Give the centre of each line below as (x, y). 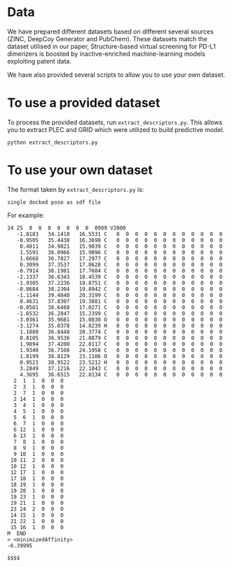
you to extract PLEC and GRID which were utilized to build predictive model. (116, 129)
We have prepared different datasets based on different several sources (110, 31)
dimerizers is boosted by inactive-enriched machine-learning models (106, 54)
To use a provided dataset (84, 103)
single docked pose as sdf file (54, 202)
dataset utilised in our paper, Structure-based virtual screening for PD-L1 (111, 46)
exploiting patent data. (39, 61)
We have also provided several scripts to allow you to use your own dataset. (116, 75)
